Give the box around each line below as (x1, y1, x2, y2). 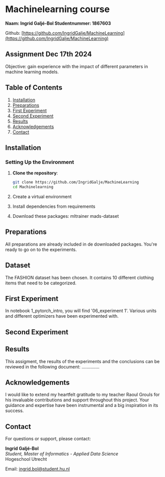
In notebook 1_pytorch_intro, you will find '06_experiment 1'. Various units (5, 308, 157, 314)
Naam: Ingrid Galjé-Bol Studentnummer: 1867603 (5, 20, 111, 26)
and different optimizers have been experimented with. (5, 313, 119, 319)
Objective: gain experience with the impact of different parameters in (5, 63, 148, 69)
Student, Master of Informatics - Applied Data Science (5, 451, 119, 457)
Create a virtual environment (12, 194, 72, 200)
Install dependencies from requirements (12, 203, 96, 209)
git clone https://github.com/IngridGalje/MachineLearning (12, 180, 139, 185)
